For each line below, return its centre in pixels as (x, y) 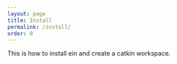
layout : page (27, 14)
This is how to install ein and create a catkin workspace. (89, 53)
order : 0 (20, 33)
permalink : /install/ (39, 27)
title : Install (30, 20)
